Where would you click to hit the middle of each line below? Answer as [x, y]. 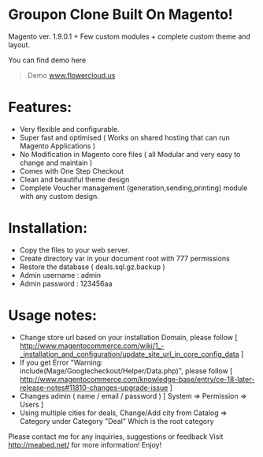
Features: [40, 107]
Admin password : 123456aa [66, 283]
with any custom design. [59, 196]
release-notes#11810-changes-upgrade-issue [94, 388]
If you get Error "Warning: [61, 362]
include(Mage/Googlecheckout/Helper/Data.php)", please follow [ [126, 371]
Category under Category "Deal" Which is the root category [117, 421]
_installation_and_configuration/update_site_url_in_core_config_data [130, 354]
